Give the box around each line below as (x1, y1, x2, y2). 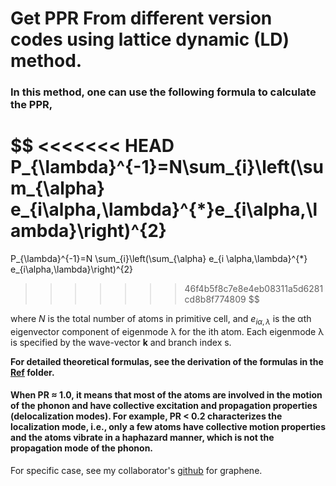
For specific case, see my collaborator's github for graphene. (10, 465, 263, 477)
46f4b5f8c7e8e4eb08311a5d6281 (184, 283, 324, 295)
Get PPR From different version (10, 7, 273, 30)
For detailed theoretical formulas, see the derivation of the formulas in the (10, 355, 324, 367)
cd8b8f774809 (184, 293, 247, 306)
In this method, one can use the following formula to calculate (10, 85, 317, 99)
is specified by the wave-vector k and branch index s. (10, 336, 232, 348)
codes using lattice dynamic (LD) (10, 28, 290, 51)
